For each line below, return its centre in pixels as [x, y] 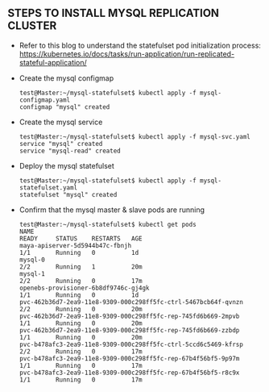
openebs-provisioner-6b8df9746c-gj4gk [84, 288]
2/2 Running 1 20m [81, 267]
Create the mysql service [61, 122]
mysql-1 [32, 273]
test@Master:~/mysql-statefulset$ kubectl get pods [108, 224]
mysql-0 [32, 260]
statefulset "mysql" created [68, 194]
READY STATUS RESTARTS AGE [81, 238]
